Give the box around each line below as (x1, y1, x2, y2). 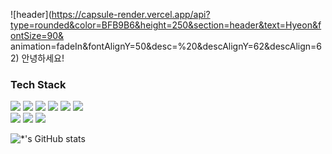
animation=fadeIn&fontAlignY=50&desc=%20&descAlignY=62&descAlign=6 (10, 40, 322, 52)
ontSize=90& (10, 30, 65, 41)
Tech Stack (10, 77, 67, 91)
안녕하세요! (21, 52, 65, 64)
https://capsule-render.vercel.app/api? (51, 9, 211, 20)
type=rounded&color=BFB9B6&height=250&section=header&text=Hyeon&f (10, 19, 322, 31)
